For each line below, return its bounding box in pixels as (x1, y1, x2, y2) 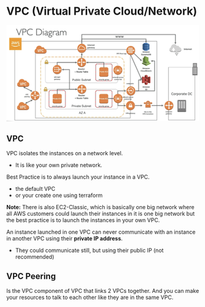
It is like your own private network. (15, 161, 103, 169)
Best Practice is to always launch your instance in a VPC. (6, 173, 150, 181)
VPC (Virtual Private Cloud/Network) (6, 4, 198, 18)
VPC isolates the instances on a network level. (6, 150, 124, 157)
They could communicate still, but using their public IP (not (15, 246, 164, 254)
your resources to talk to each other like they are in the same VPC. (6, 294, 174, 301)
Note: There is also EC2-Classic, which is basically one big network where (6, 204, 195, 211)
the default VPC (15, 185, 56, 193)
